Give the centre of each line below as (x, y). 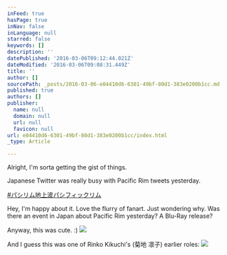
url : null (27, 122)
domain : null (32, 116)
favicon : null (33, 129)
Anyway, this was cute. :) (43, 230)
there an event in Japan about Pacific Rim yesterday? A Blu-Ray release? (110, 216)
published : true (30, 90)
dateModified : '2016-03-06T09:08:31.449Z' (69, 65)
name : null (29, 110)
